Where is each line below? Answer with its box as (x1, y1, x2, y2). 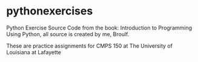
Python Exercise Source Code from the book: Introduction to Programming (6, 24, 193, 31)
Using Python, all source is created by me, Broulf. (6, 30, 130, 37)
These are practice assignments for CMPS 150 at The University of (6, 42, 173, 49)
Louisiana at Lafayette (6, 48, 62, 55)
